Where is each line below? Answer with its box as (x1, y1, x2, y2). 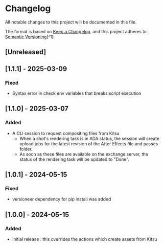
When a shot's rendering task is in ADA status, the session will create (19, 135, 160, 141)
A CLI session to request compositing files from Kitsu (12, 130, 120, 136)
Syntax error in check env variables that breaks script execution (12, 90, 141, 96)
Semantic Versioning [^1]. (5, 34, 55, 40)
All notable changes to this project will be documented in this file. (5, 19, 137, 25)
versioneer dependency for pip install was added (12, 196, 111, 202)
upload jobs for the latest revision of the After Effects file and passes (19, 140, 158, 147)
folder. (19, 146, 33, 152)
